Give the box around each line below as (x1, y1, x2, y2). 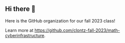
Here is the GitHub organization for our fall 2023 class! (5, 18, 116, 23)
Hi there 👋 (5, 5, 36, 13)
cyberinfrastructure (5, 32, 45, 38)
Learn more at (5, 27, 34, 33)
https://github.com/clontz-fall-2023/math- (34, 27, 120, 33)
